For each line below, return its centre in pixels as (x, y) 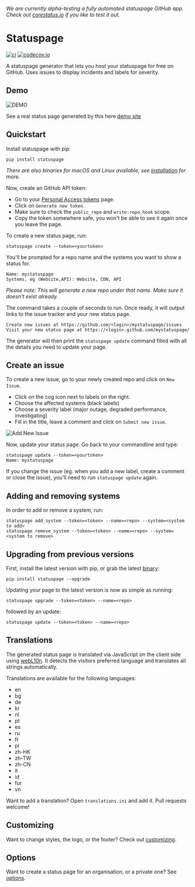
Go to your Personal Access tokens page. (65, 199)
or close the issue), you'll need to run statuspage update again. (82, 478)
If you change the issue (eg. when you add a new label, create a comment (95, 471)
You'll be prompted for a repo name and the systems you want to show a (94, 257)
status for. (18, 263)
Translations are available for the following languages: (71, 678)
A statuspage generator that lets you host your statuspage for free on (90, 66)
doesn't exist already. (32, 296)
